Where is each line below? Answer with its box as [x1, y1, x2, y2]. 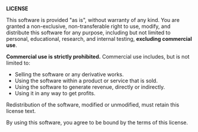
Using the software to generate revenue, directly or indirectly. [14, 83, 165, 91]
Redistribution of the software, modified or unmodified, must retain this [6, 101, 180, 108]
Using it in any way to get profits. [14, 90, 96, 96]
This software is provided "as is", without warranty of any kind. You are [6, 17, 180, 23]
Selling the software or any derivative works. [14, 71, 124, 78]
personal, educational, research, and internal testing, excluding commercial [6, 36, 193, 42]
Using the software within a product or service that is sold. [14, 77, 158, 84]
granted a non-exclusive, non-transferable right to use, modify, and [6, 23, 171, 30]
